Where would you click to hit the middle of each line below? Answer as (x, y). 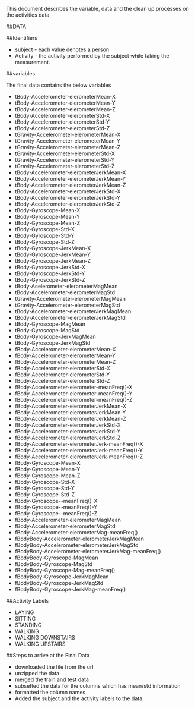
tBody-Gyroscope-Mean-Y (47, 217)
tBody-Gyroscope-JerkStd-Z (50, 280)
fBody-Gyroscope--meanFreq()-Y (56, 507)
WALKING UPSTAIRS (40, 644)
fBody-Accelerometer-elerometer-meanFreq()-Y (73, 394)
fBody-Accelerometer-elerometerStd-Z (63, 381)
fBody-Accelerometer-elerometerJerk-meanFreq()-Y (79, 450)
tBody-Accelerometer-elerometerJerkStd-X (68, 191)
